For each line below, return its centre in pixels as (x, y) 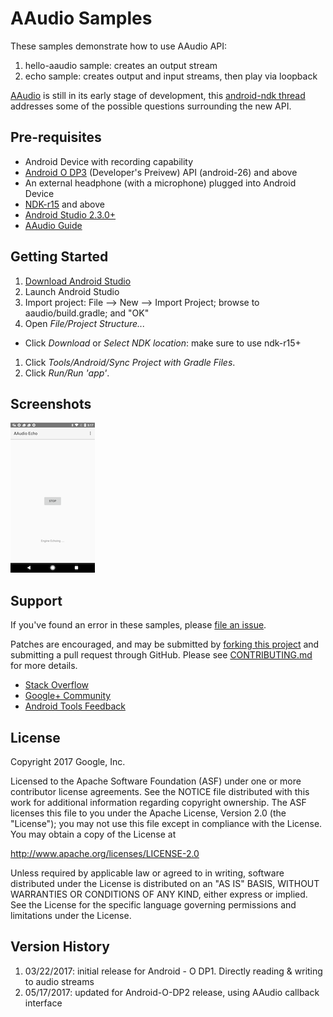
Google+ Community (68, 696)
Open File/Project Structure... (85, 323)
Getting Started (59, 257)
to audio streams (59, 981)
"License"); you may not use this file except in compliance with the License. (166, 823)
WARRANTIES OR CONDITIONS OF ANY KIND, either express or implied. (159, 894)
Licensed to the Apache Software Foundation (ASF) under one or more (156, 781)
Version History (60, 947)
